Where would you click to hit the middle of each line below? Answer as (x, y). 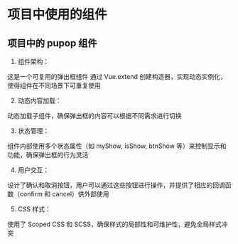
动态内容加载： (39, 101)
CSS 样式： (34, 209)
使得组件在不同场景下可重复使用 (54, 85)
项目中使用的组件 (58, 15)
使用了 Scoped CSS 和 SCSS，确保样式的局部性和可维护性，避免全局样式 (114, 224)
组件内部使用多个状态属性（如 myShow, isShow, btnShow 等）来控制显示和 (117, 146)
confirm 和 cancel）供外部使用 (64, 194)
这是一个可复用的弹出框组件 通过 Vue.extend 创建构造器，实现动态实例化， (117, 76)
